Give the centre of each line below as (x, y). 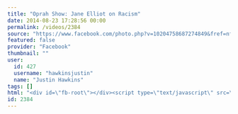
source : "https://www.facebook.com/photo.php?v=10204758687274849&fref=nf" (121, 34)
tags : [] (20, 86)
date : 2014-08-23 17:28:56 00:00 (57, 21)
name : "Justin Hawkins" (49, 80)
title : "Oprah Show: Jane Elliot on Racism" (74, 14)
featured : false (31, 40)
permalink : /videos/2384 (44, 27)
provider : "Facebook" (39, 47)
